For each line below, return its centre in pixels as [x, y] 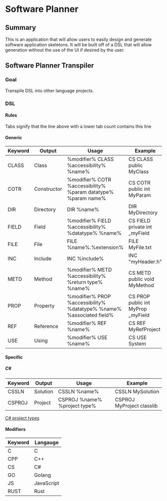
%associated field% [90, 315]
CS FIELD [139, 221]
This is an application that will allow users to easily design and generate [79, 39]
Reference [46, 327]
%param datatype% [90, 192]
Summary [21, 28]
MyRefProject [144, 330]
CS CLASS [141, 159]
